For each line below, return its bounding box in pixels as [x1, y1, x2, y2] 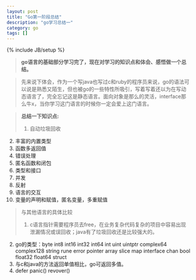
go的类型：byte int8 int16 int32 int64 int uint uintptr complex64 [15, 241, 167, 248]
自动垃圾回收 [29, 125, 61, 132]
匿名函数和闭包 [15, 159, 51, 167]
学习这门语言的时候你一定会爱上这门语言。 [49, 100, 153, 107]
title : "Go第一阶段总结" [6, 14, 62, 20]
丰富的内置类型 [15, 138, 51, 145]
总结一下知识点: [20, 112, 59, 120]
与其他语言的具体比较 [20, 209, 73, 216]
